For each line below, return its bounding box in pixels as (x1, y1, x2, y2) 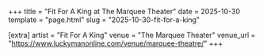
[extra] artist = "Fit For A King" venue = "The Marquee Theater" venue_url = (8, 31, 256, 39)
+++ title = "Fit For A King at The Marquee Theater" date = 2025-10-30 (8, 7, 240, 16)
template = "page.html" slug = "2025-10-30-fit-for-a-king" (8, 15, 200, 24)
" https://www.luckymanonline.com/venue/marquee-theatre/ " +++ (8, 39, 223, 48)
